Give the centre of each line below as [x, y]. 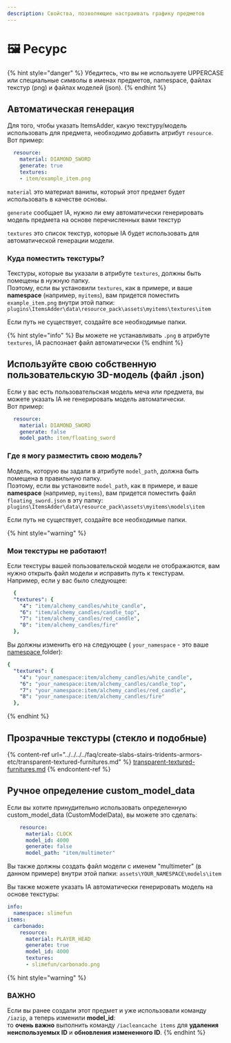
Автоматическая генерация [71, 109]
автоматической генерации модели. [61, 240]
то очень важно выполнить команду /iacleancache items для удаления [113, 1025]
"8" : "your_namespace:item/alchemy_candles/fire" [92, 697]
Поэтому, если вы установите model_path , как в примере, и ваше [102, 485]
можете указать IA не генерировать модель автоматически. [97, 399]
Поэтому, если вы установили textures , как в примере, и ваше [100, 288]
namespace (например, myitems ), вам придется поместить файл [102, 493]
